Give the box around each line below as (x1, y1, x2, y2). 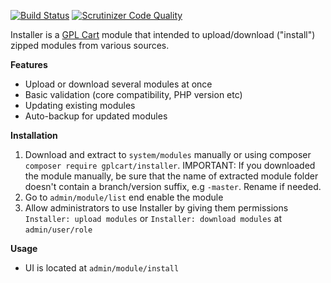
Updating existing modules (24, 100, 136, 111)
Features (10, 59, 48, 70)
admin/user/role (24, 225, 93, 235)
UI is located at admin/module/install (24, 262, 180, 274)
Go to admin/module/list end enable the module (24, 191, 224, 203)
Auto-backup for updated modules (24, 110, 168, 122)
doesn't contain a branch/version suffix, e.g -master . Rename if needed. (24, 181, 322, 192)
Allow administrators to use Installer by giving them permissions (24, 202, 289, 214)
